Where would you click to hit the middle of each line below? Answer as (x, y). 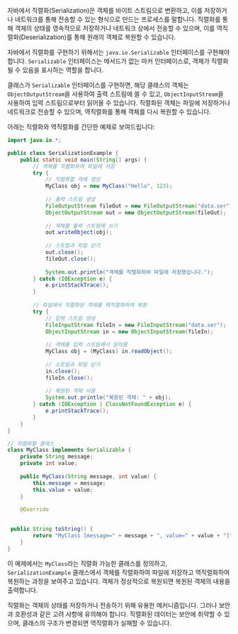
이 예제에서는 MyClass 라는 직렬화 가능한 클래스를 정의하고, (87, 563)
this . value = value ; (63, 490)
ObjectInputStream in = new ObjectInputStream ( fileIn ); (129, 332)
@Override (35, 510)
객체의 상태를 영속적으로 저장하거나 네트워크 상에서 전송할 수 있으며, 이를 (115, 28)
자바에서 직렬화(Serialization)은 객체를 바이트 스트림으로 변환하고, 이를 (105, 10)
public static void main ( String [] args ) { (84, 160)
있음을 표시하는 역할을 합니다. (63, 70)
